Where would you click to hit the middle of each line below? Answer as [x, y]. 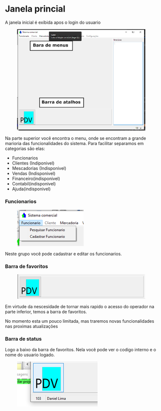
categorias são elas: [25, 148]
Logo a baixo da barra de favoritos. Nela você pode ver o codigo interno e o [80, 349]
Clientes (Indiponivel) [33, 163]
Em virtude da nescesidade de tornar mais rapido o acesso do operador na [80, 307]
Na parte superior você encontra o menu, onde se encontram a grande [76, 138]
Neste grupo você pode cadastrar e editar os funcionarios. [64, 254]
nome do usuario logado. [30, 355]
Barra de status [23, 339]
